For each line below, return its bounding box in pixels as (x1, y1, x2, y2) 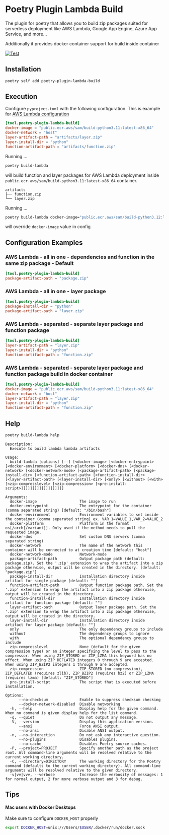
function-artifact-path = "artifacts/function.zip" (5, 144, 116, 149)
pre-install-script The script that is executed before (10, 679, 156, 684)
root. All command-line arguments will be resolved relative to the (5, 750, 152, 755)
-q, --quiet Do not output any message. (10, 715, 138, 720)
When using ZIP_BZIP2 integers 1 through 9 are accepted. (5, 662, 129, 667)
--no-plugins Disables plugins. (18, 737, 118, 742)
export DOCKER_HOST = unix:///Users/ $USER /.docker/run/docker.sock (5, 825, 145, 830)
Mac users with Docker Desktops (5, 804, 76, 810)
